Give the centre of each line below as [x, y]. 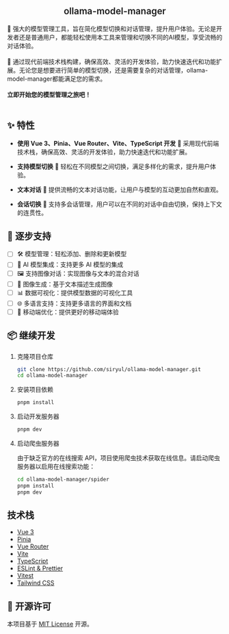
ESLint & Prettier [40, 568]
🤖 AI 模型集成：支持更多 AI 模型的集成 [70, 265]
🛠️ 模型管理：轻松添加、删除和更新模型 [72, 254]
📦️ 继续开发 [31, 336]
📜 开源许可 [29, 606]
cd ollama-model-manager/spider [63, 479]
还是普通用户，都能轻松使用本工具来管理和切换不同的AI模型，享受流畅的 [121, 37]
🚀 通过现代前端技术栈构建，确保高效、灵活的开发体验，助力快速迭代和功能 [112, 62]
